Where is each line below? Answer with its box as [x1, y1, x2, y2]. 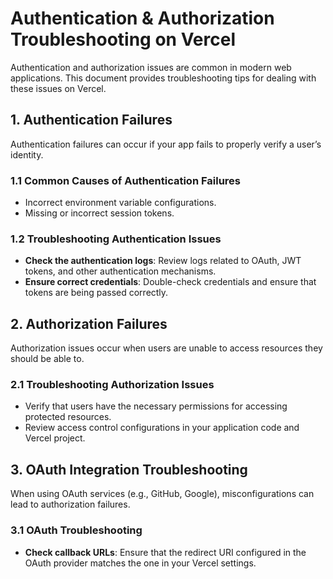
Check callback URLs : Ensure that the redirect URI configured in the [24, 546, 307, 558]
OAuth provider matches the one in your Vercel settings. [24, 557, 257, 569]
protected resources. [24, 411, 112, 423]
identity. [10, 148, 44, 161]
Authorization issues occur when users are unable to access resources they [10, 342, 323, 354]
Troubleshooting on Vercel [10, 28, 236, 51]
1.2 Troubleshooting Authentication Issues [10, 232, 222, 246]
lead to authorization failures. [10, 498, 131, 511]
